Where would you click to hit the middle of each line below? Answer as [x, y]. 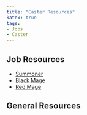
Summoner [29, 74]
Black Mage [30, 80]
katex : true [21, 18]
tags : [13, 23]
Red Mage [28, 86]
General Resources [43, 106]
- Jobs [15, 29]
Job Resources [36, 59]
